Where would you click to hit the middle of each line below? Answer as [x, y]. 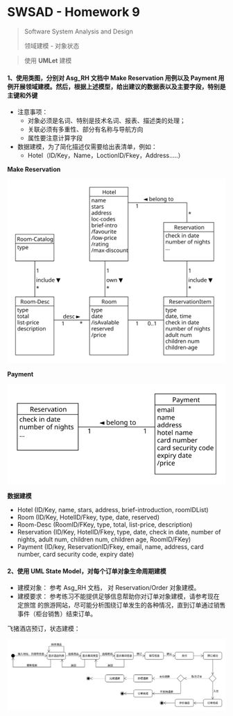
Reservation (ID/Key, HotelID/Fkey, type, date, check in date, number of [119, 532]
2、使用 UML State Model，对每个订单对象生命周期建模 [87, 571]
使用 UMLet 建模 [48, 61]
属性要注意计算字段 [55, 138]
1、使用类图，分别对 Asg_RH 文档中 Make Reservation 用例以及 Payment [112, 78]
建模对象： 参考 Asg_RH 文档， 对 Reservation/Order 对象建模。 [109, 588]
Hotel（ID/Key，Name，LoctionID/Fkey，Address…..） [106, 156]
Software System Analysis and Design [78, 31]
